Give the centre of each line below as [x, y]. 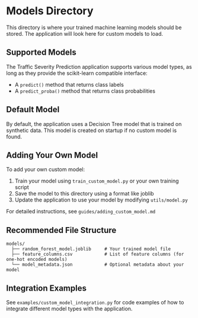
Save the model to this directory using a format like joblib [84, 194]
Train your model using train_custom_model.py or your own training [97, 181]
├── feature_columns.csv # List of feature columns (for [98, 254]
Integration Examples [47, 288]
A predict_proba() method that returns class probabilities [85, 91]
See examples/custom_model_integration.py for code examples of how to [95, 302]
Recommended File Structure [61, 230]
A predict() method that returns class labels [69, 84]
